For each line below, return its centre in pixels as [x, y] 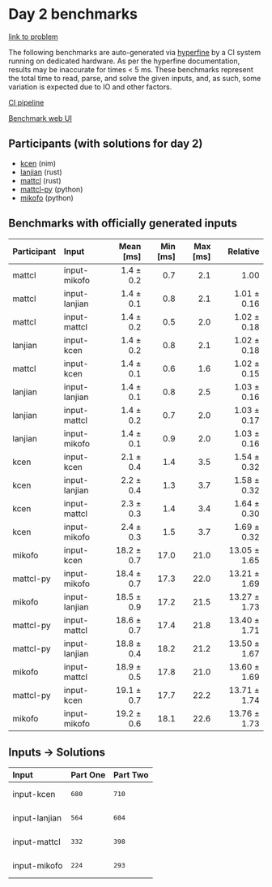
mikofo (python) [47, 198]
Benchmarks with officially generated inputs [123, 224]
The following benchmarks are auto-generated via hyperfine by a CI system [135, 52]
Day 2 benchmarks [73, 14]
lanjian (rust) [41, 172]
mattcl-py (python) [51, 189]
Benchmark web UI [40, 118]
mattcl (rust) [41, 180]
